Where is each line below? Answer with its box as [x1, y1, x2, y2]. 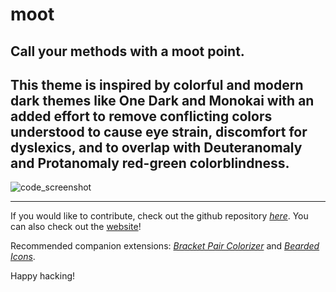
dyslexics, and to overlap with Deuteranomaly [10, 139, 303, 156]
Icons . [10, 251, 36, 263]
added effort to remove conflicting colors [10, 108, 273, 125]
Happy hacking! [10, 270, 76, 282]
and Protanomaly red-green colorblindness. [10, 154, 290, 172]
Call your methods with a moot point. [10, 43, 245, 60]
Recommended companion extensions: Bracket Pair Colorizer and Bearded [10, 240, 320, 252]
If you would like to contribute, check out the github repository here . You [10, 210, 309, 222]
